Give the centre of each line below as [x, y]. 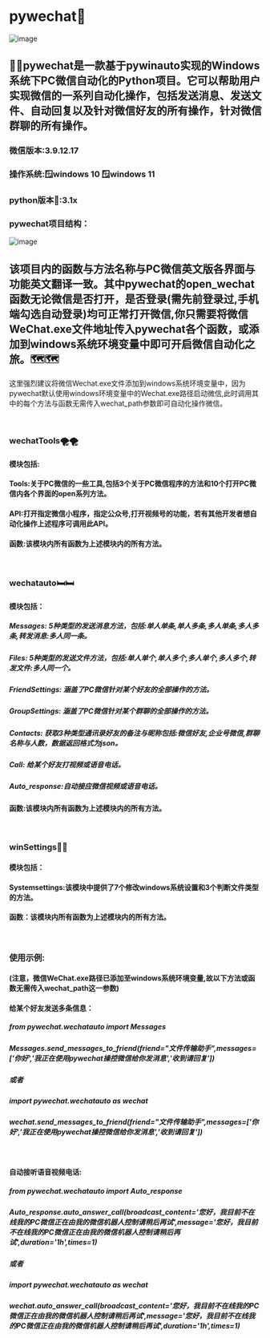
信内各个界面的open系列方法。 [60, 494]
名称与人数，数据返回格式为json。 [66, 743]
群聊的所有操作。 [51, 126]
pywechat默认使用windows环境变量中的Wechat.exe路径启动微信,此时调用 [131, 394]
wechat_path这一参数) [81, 988]
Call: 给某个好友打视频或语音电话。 [67, 765]
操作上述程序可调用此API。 [68, 523]
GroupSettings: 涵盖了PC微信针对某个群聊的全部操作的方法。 [111, 711]
